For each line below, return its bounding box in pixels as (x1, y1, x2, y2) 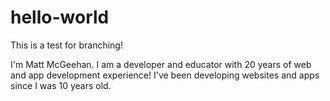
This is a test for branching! (10, 39, 123, 51)
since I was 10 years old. (10, 79, 112, 91)
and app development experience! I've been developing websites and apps (10, 69, 320, 81)
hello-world (10, 6, 110, 29)
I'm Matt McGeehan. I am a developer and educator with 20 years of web (10, 58, 312, 70)
